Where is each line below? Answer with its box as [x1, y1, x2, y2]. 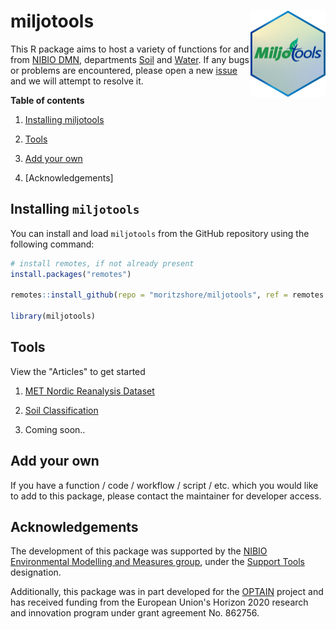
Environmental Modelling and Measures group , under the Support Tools [10, 556, 305, 568]
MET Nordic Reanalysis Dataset [24, 385, 155, 397]
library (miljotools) [10, 311, 97, 322]
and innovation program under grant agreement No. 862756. [10, 607, 260, 619]
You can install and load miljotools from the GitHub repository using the [10, 227, 310, 239]
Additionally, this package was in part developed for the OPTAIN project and [10, 586, 324, 598]
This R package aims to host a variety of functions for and [10, 43, 250, 55]
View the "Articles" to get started [10, 365, 146, 377]
